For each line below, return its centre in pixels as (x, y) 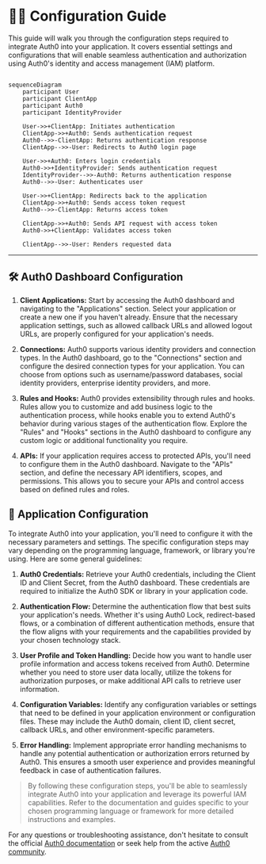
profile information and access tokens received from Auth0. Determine (135, 663)
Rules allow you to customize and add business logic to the (116, 407)
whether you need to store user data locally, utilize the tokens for (125, 672)
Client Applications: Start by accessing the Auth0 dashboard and (127, 300)
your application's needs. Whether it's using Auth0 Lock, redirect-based (137, 614)
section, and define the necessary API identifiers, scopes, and (121, 472)
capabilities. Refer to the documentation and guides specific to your (138, 802)
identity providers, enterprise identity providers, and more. (115, 383)
